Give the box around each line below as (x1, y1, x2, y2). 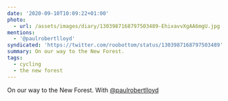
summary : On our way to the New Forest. (7, 48, 125, 55)
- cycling (13, 61, 41, 68)
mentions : (7, 29, 36, 36)
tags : (7, 55, 23, 61)
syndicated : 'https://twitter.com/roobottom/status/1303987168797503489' (7, 42, 224, 48)
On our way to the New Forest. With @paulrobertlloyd (7, 86, 159, 94)
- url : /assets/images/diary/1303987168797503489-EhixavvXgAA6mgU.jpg (13, 23, 220, 29)
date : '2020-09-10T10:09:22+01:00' (7, 10, 110, 17)
